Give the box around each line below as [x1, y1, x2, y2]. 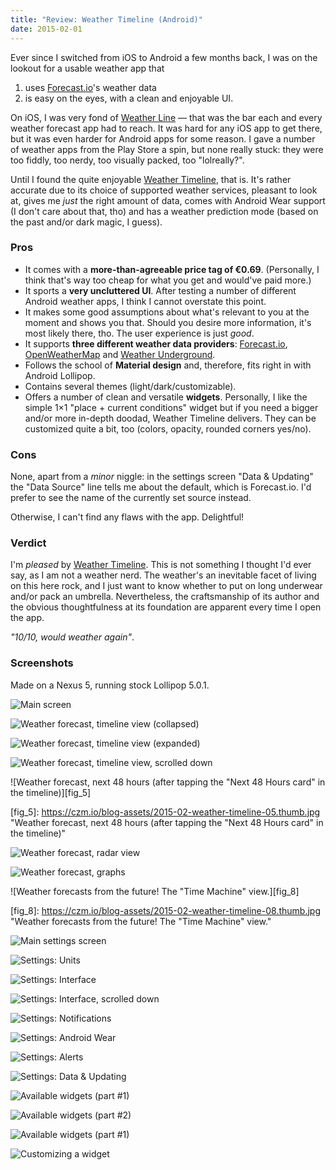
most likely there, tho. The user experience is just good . [24, 327, 255, 339]
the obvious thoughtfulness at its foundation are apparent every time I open [10, 601, 322, 613]
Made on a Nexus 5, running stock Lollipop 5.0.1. [10, 679, 210, 691]
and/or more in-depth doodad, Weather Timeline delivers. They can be [24, 412, 317, 424]
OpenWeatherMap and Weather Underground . [24, 348, 216, 360]
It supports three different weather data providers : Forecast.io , [24, 337, 288, 350]
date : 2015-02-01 [10, 24, 83, 34]
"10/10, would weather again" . [10, 631, 135, 643]
